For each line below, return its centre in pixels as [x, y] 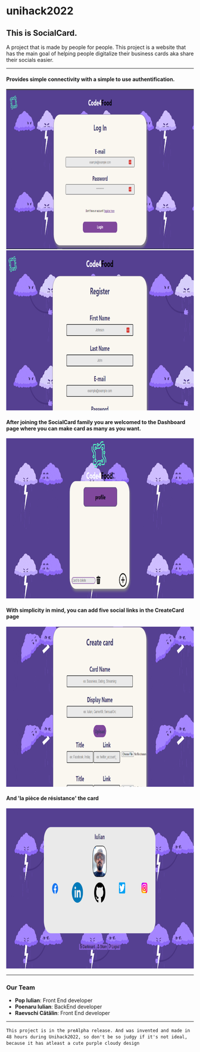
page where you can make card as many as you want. [74, 428]
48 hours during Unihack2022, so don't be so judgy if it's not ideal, [97, 1037]
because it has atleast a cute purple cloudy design [73, 1044]
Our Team [21, 987]
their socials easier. [30, 60]
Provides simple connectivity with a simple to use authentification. [90, 79]
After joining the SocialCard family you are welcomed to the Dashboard [96, 422]
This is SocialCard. [42, 33]
